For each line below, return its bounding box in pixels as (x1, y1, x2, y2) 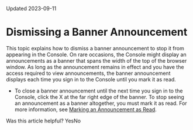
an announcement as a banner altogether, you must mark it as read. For (14, 100, 187, 107)
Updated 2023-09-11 (6, 5, 57, 12)
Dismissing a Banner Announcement (6, 26, 188, 39)
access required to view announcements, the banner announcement (6, 70, 171, 77)
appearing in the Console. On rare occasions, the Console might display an (6, 51, 187, 58)
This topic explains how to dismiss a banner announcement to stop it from (6, 45, 184, 52)
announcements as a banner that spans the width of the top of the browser (6, 57, 187, 64)
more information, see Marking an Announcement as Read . (14, 105, 157, 113)
